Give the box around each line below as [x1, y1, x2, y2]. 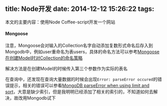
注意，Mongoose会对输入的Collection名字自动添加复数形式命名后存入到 [5, 42, 153, 48]
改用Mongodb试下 [18, 95, 56, 101]
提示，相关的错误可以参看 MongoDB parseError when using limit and [9, 82, 150, 88]
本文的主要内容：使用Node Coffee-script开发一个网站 [5, 19, 115, 25]
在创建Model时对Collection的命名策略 [5, 55, 83, 61]
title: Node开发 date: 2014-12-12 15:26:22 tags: [5, 4, 154, 13]
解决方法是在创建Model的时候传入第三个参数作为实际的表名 [5, 65, 128, 71]
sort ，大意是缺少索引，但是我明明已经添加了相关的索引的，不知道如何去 [5, 89, 153, 95]
